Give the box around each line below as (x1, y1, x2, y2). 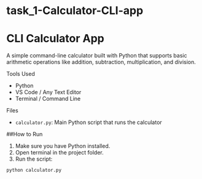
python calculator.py (6, 167, 62, 174)
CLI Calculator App (6, 32, 104, 46)
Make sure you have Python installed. (15, 142, 111, 150)
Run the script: (15, 155, 53, 163)
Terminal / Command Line (15, 95, 81, 103)
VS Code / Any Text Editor (15, 89, 82, 96)
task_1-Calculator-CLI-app (6, 4, 144, 18)
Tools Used (6, 70, 35, 78)
